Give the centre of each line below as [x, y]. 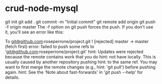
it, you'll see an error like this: [34, 32]
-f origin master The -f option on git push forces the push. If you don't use [79, 27]
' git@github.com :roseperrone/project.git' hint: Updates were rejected [74, 52]
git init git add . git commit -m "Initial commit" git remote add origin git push [81, 22]
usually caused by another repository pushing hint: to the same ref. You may [81, 62]
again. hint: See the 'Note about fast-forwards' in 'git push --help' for [74, 72]
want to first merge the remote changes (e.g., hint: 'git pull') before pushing [81, 67]
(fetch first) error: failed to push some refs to [50, 46]
